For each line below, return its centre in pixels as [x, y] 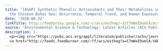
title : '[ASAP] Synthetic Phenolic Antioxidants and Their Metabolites [79, 9]
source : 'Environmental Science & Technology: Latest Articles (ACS [76, 28]
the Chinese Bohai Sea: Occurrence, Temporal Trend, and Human [74, 14]
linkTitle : [16, 23]
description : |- [21, 32]
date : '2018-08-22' [25, 18]
